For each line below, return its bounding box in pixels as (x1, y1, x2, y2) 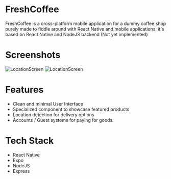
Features (5, 84, 44, 95)
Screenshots (5, 49, 61, 61)
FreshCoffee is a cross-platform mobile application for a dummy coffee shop (5, 20, 166, 27)
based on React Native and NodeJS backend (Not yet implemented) (5, 31, 148, 37)
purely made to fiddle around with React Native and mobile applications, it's (5, 25, 164, 32)
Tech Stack (5, 135, 54, 146)
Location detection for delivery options (12, 111, 94, 118)
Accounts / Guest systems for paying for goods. (12, 117, 114, 123)
